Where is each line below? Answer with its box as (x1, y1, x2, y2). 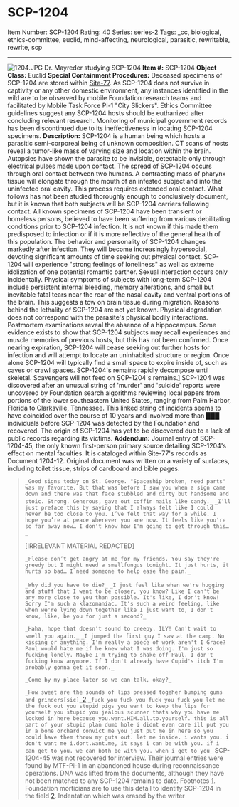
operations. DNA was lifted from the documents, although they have (24, 769, 225, 777)
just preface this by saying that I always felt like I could (24, 504, 213, 511)
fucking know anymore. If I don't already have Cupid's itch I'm (24, 658, 223, 665)
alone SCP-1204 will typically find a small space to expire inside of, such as (7, 358, 228, 366)
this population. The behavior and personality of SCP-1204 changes (7, 237, 206, 246)
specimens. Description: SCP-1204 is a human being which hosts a (7, 131, 206, 139)
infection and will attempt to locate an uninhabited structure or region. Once (7, 350, 230, 359)
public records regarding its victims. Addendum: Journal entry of (7, 433, 199, 442)
